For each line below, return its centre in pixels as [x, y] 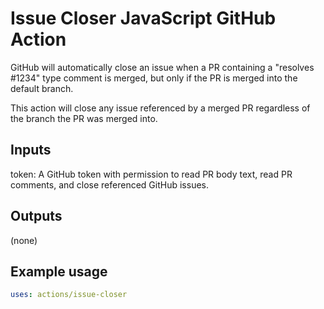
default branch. [42, 88]
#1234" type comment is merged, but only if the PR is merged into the [154, 78]
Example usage [59, 271]
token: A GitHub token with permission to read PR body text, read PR [151, 174]
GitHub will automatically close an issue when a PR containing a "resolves [162, 67]
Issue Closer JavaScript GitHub [143, 18]
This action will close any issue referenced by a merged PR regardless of [160, 108]
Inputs [31, 150]
